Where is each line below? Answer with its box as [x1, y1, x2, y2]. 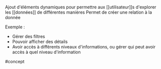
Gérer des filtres [12, 34, 46, 39]
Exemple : [5, 24, 25, 30]
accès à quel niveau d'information [12, 49, 81, 55]
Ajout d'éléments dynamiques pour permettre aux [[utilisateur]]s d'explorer [5, 4, 157, 10]
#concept [5, 59, 24, 64]
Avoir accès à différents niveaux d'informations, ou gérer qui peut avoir [12, 44, 156, 49]
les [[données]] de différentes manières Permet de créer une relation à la [5, 9, 152, 15]
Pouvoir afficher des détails [12, 39, 68, 45]
